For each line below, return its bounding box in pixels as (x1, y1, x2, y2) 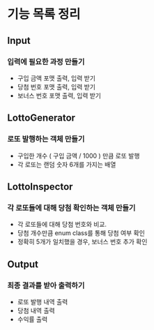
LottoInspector (7, 181, 73, 193)
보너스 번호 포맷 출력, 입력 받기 (17, 91, 101, 100)
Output (7, 258, 38, 270)
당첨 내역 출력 (17, 306, 55, 315)
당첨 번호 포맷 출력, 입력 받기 (17, 82, 96, 91)
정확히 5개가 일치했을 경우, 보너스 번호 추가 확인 (17, 238, 148, 246)
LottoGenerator (7, 112, 75, 124)
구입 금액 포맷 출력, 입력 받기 (17, 74, 96, 82)
